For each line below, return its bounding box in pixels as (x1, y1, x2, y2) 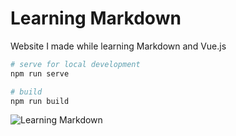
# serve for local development (10, 59, 141, 69)
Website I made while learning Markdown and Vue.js (10, 40, 227, 52)
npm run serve (10, 68, 70, 79)
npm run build (10, 96, 70, 106)
